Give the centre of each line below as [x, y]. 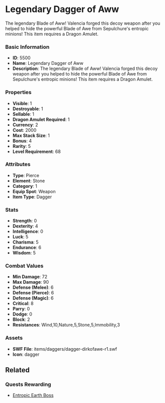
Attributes [18, 165]
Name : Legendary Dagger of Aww [48, 63]
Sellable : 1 [23, 114]
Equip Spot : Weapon [34, 191]
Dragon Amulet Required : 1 [41, 119]
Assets [14, 338]
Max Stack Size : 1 [31, 135]
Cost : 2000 [24, 130]
